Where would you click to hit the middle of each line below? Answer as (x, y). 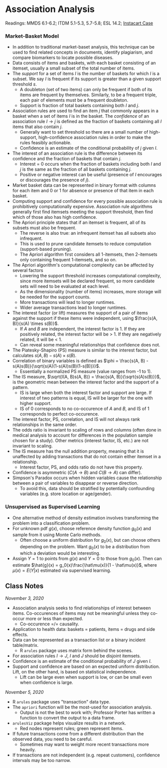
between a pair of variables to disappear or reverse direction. (75, 483)
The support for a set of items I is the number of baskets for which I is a (86, 74)
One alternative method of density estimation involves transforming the (85, 518)
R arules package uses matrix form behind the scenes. (76, 650)
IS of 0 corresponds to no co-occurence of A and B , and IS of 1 (84, 409)
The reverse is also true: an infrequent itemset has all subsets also (88, 233)
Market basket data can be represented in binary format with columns (84, 185)
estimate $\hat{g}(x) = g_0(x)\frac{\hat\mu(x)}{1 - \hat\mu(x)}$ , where (84, 565)
